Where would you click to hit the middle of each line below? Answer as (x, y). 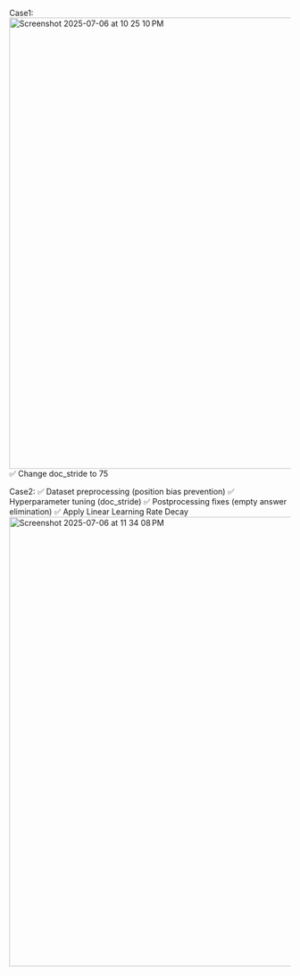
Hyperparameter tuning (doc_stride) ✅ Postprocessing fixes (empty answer (148, 501)
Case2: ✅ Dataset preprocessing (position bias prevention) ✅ (122, 492)
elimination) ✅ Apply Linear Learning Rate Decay (99, 512)
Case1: (21, 13)
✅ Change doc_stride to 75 (59, 474)
